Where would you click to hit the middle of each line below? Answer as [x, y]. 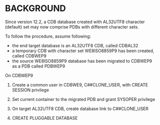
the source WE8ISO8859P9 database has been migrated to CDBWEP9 [82, 61]
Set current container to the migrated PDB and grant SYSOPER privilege [84, 99]
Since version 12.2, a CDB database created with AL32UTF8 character [75, 22]
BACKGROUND [36, 8]
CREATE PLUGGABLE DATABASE [45, 118]
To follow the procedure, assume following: [48, 36]
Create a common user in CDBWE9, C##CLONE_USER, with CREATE [80, 84]
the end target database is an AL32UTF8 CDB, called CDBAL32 [75, 45]
